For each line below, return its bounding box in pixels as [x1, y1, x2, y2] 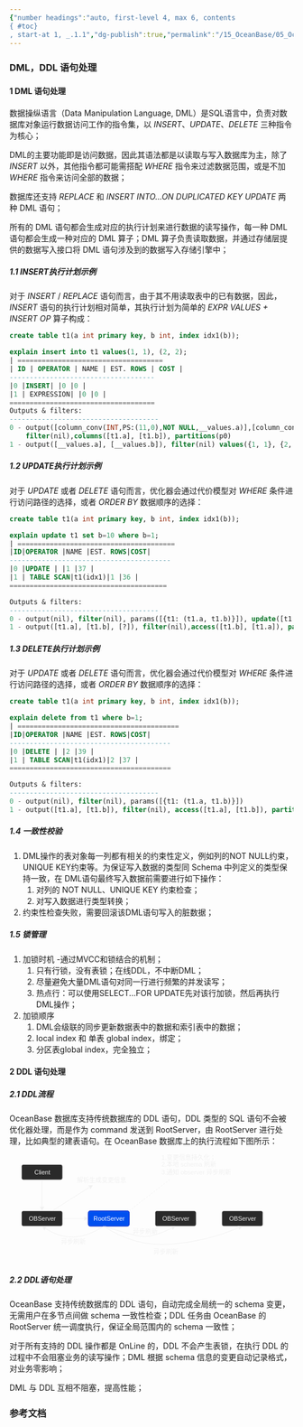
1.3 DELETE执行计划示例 [9, 643, 100, 654]
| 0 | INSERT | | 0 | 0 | [9, 381, 87, 390]
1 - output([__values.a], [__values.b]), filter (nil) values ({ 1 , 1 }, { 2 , [9, 440, 293, 449]
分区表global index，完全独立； [35, 1044, 153, 1055]
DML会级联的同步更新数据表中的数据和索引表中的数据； [35, 1021, 243, 1032]
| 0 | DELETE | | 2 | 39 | [9, 747, 95, 756]
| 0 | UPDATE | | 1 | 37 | [9, 564, 95, 574]
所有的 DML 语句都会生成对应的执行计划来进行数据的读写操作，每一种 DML [9, 221, 289, 232]
